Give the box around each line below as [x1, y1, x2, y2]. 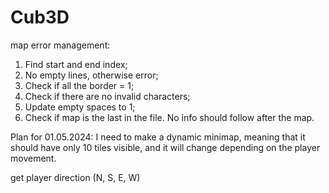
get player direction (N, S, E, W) [10, 171, 141, 183]
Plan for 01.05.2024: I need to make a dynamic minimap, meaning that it [10, 131, 306, 143]
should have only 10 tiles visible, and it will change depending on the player [10, 141, 321, 153]
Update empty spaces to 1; [24, 101, 136, 113]
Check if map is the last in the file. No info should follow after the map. [24, 111, 315, 123]
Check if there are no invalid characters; [24, 90, 191, 102]
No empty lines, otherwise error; [24, 69, 159, 81]
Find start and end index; [24, 58, 128, 70]
